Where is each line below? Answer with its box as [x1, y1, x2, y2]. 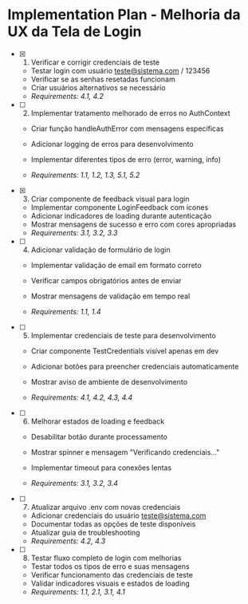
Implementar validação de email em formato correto [30, 260, 202, 270]
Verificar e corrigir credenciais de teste [30, 57, 160, 67]
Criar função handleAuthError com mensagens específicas [30, 124, 224, 133]
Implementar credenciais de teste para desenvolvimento [30, 330, 216, 340]
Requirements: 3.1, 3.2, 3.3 [30, 227, 118, 237]
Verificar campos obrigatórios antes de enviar [30, 275, 182, 285]
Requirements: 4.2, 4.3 [30, 536, 106, 546]
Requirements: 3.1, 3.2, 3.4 [30, 478, 119, 488]
